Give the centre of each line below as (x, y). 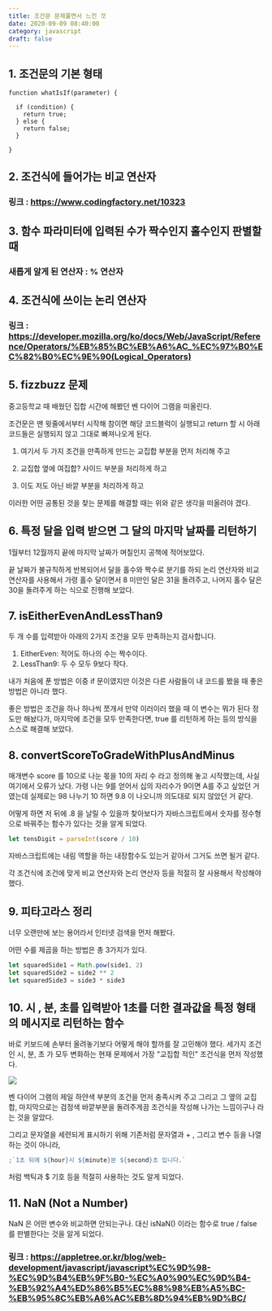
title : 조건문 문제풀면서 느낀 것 (57, 16)
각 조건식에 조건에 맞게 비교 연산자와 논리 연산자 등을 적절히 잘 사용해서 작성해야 (135, 873)
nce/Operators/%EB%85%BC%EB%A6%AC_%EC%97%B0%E (136, 346)
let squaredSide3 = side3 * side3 (67, 980)
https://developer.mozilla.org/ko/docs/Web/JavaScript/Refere (135, 336)
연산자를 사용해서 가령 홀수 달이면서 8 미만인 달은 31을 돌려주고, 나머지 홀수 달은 (135, 580)
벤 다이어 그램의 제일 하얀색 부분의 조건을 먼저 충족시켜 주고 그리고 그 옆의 (125, 1097)
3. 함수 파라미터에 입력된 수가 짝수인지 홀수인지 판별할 (135, 231)
